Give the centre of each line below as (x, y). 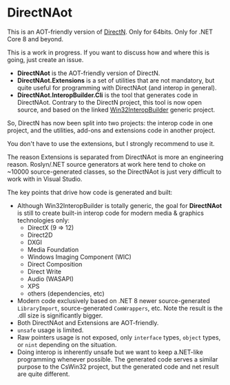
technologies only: (43, 220)
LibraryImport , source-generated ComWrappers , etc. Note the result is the (120, 308)
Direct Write (44, 271)
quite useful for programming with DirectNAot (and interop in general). (117, 87)
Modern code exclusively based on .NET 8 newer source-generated (113, 300)
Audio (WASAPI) (51, 279)
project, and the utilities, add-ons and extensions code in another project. (111, 130)
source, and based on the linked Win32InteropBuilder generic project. (116, 110)
